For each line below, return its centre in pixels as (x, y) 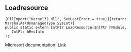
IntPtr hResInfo (28, 32)
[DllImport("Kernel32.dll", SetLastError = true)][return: (66, 19)
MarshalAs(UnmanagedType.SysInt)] (40, 23)
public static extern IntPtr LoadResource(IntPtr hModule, (66, 27)
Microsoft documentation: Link (36, 45)
